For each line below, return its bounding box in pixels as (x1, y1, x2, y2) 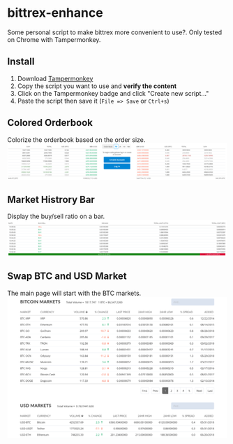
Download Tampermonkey (17, 74, 93, 83)
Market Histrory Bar (7, 194, 96, 206)
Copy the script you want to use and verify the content (17, 82, 176, 90)
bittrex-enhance (7, 5, 103, 21)
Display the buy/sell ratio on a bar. (7, 212, 105, 221)
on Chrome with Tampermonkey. (7, 35, 101, 43)
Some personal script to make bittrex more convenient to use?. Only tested (7, 28, 222, 36)
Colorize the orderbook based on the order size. (7, 135, 146, 144)
